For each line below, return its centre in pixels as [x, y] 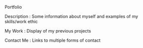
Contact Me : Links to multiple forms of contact [53, 40]
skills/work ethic [21, 22]
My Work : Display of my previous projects [48, 31]
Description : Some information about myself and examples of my [71, 16]
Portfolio [13, 7]
